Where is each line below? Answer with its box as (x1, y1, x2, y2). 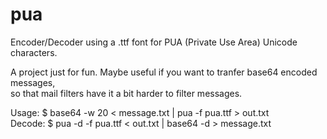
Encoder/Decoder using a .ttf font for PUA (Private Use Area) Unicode (10, 36, 298, 48)
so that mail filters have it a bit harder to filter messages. (10, 87, 243, 99)
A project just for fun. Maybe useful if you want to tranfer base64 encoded (10, 66, 318, 78)
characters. (10, 46, 58, 58)
